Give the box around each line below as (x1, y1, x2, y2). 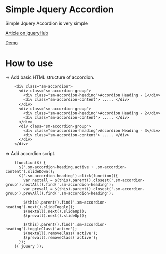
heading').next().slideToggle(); (5, 204, 75, 209)
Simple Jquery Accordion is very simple (5, 20, 88, 26)
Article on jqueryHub (5, 30, 49, 36)
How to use (5, 58, 53, 69)
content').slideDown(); (5, 169, 55, 174)
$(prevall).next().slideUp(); (23, 213, 87, 218)
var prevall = (23, 186, 53, 191)
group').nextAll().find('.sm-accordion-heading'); (5, 182, 114, 187)
